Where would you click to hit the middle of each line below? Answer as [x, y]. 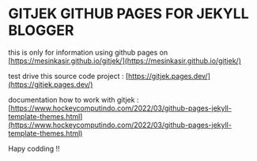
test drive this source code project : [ [68, 76]
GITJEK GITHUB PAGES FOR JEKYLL [128, 14]
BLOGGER [41, 30]
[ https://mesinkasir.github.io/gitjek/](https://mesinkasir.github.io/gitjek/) [125, 61]
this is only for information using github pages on [88, 52]
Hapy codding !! [34, 148]
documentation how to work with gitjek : [74, 99]
